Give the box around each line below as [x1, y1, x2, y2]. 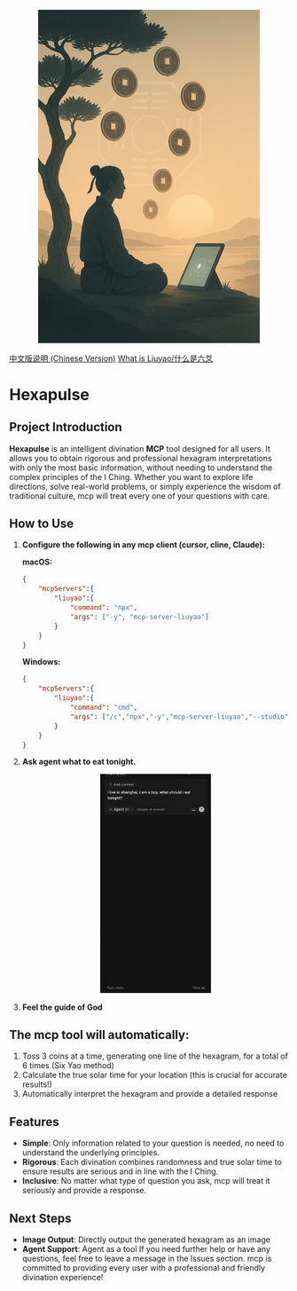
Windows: [21, 657, 61, 667]
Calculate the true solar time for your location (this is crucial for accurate [21, 1070, 288, 1081]
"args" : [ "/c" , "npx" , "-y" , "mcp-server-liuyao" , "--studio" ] [69, 712, 293, 721]
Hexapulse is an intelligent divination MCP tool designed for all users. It [9, 443, 270, 453]
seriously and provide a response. [21, 1185, 146, 1196]
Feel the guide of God [21, 1002, 104, 1012]
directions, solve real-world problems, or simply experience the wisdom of [9, 481, 281, 492]
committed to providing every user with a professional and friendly [21, 1263, 266, 1273]
